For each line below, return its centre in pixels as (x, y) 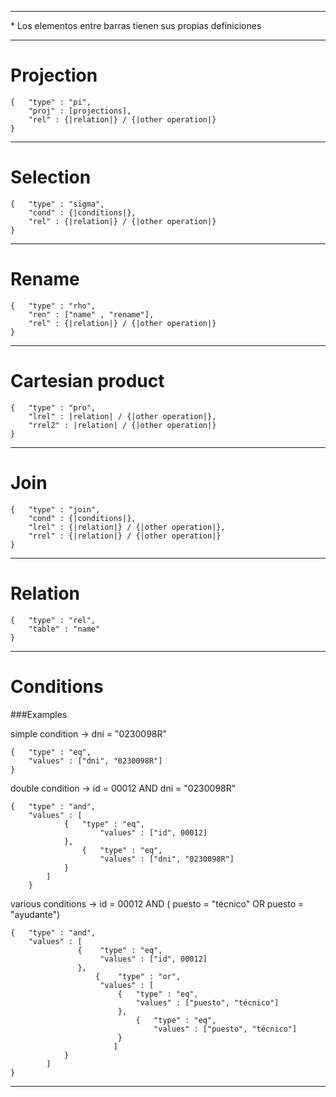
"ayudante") (35, 914)
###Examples (39, 714)
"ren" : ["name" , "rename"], (91, 314)
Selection (51, 177)
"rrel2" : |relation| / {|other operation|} (122, 425)
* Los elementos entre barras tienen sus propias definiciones (136, 25)
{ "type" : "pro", (53, 407)
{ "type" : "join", (55, 509)
